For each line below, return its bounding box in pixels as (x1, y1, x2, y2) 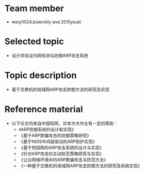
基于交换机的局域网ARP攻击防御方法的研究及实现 (11, 86, 110, 92)
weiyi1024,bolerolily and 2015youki (11, 19, 81, 25)
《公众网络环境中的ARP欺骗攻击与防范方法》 (18, 157, 109, 162)
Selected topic (4, 36, 64, 47)
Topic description (4, 70, 77, 81)
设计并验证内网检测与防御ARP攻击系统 (11, 52, 88, 58)
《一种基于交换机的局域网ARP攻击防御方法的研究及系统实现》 (18, 163, 143, 169)
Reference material (4, 104, 83, 114)
